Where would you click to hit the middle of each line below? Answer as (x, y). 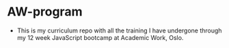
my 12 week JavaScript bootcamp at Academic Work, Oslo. (100, 37)
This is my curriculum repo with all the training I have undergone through (119, 30)
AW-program (45, 12)
